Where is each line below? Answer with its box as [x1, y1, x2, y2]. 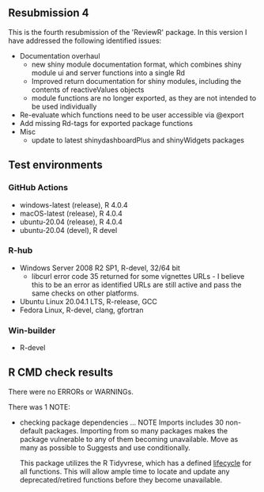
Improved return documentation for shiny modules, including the [31, 76, 242, 86]
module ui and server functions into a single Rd [31, 67, 186, 78]
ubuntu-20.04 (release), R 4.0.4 [19, 217, 123, 227]
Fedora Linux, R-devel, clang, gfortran [19, 305, 144, 315]
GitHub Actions [8, 182, 69, 193]
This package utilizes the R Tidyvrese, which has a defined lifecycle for [19, 458, 251, 467]
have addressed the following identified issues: [8, 36, 162, 45]
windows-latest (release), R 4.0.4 [19, 200, 128, 209]
